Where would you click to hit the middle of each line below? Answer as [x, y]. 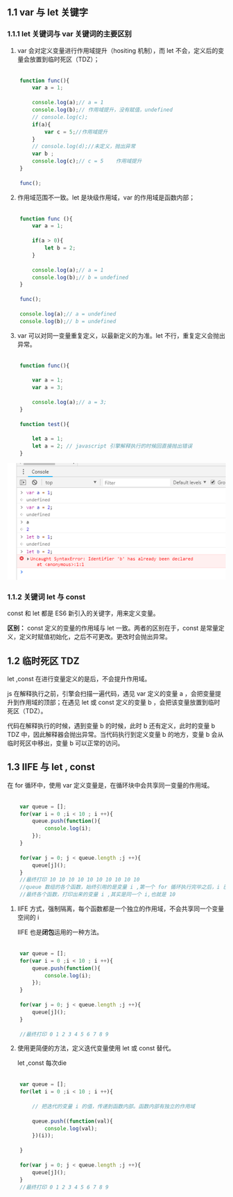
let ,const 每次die [42, 1063]
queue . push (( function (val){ [72, 1121]
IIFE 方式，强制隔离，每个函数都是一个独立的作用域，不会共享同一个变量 [120, 909]
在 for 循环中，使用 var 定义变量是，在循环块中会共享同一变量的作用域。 [110, 785]
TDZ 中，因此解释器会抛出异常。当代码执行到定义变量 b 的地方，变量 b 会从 [115, 735]
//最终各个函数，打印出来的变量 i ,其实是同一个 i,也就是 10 [98, 895]
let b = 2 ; [60, 248]
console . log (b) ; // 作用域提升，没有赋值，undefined [103, 110]
